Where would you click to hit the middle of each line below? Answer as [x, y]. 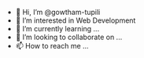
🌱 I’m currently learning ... [57, 29]
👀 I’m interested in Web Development [76, 20]
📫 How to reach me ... [52, 46]
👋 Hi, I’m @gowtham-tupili [58, 12]
